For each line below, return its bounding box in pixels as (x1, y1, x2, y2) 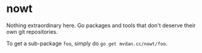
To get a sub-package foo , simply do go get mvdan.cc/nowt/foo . (6, 40, 168, 47)
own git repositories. (6, 28, 58, 35)
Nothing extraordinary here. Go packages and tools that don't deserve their (6, 22, 196, 29)
